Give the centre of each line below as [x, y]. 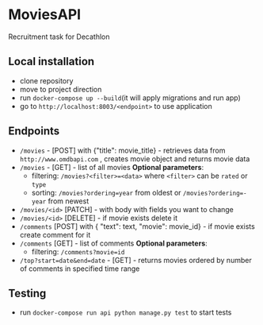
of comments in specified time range [80, 269]
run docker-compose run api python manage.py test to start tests [126, 312]
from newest [69, 201]
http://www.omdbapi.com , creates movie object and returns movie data [135, 159]
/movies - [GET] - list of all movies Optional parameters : [112, 167]
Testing [27, 293]
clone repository [46, 80]
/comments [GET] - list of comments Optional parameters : [113, 243]
